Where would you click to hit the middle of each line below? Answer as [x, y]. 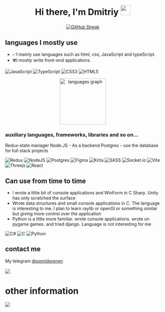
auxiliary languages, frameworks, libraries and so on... [72, 134]
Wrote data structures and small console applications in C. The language [86, 203]
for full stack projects [27, 151]
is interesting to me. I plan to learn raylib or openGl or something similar [85, 209]
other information [42, 291]
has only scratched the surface [44, 198]
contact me [23, 249]
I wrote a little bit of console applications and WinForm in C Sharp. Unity [85, 193]
